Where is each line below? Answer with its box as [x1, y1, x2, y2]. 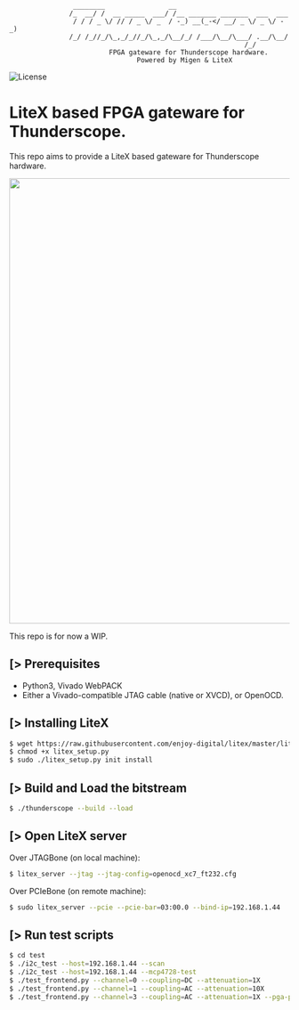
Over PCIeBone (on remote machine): [9, 885, 147, 896]
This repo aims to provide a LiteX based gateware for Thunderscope [9, 151, 260, 161]
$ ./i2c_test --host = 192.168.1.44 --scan [9, 959, 166, 968]
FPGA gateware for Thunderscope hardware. [108, 48, 269, 57]
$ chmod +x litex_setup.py [9, 747, 109, 756]
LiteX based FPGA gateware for [9, 102, 246, 123]
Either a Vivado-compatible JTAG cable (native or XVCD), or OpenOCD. [21, 689, 284, 700]
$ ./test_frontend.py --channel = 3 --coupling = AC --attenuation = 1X [9, 992, 261, 1001]
